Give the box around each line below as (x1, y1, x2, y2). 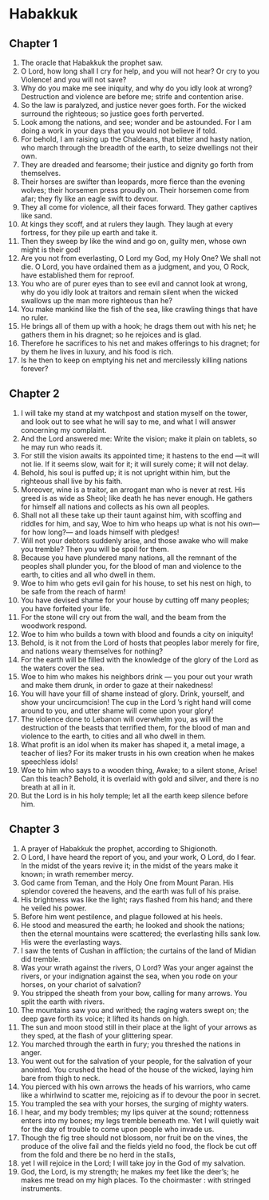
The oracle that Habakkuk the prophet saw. (20, 58, 163, 67)
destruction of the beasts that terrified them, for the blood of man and (20, 722, 251, 732)
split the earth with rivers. (20, 997, 105, 1006)
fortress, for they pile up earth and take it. (20, 228, 158, 237)
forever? (20, 364, 49, 373)
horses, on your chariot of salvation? (20, 979, 142, 989)
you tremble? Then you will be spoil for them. (20, 544, 170, 554)
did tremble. (20, 954, 61, 964)
